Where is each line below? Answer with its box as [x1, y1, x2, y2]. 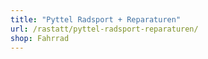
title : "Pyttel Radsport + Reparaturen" [10, 14, 182, 25]
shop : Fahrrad [10, 33, 70, 43]
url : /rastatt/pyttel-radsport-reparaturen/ [10, 24, 199, 34]
